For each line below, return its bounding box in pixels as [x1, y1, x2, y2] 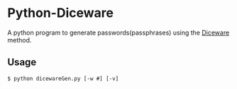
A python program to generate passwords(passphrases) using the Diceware [7, 28, 230, 37]
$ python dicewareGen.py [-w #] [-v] [7, 75, 119, 82]
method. [7, 35, 32, 44]
